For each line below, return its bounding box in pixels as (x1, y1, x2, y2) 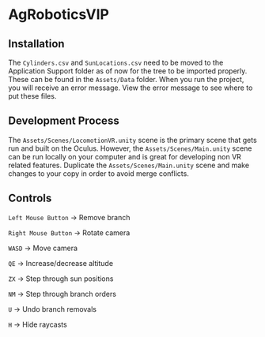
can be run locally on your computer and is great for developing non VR (8, 152, 241, 161)
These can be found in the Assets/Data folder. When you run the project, (8, 75, 244, 84)
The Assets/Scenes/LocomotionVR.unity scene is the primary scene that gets (8, 135, 257, 144)
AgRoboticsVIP (8, 6, 109, 24)
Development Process (8, 114, 120, 128)
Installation (8, 37, 65, 51)
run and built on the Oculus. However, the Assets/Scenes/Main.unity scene (8, 144, 252, 153)
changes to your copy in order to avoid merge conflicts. (8, 168, 190, 178)
